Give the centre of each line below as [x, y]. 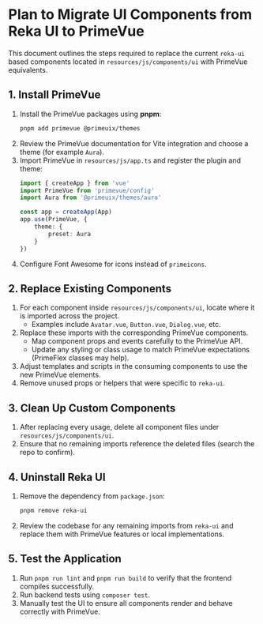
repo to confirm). [47, 453]
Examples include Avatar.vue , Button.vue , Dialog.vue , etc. [126, 325]
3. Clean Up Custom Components [92, 408]
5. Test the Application [65, 559]
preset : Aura [70, 234]
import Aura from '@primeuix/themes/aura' [90, 198]
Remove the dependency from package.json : [92, 496]
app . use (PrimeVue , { [53, 220]
